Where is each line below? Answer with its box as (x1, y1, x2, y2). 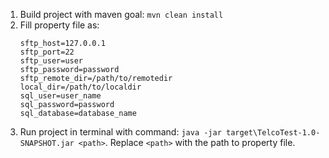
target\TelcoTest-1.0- (226, 128, 321, 138)
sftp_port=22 (19, 47, 75, 57)
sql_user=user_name (19, 91, 102, 101)
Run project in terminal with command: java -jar (19, 126, 222, 138)
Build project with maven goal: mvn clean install (19, 9, 224, 20)
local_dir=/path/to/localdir (19, 82, 142, 92)
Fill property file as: (19, 19, 100, 31)
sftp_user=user (19, 56, 84, 66)
